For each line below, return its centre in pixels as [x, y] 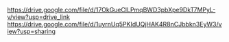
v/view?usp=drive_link [39, 17]
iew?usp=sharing [32, 31]
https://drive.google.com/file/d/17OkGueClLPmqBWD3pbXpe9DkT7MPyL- [111, 10]
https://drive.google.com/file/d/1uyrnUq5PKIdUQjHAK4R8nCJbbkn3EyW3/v [114, 24]
